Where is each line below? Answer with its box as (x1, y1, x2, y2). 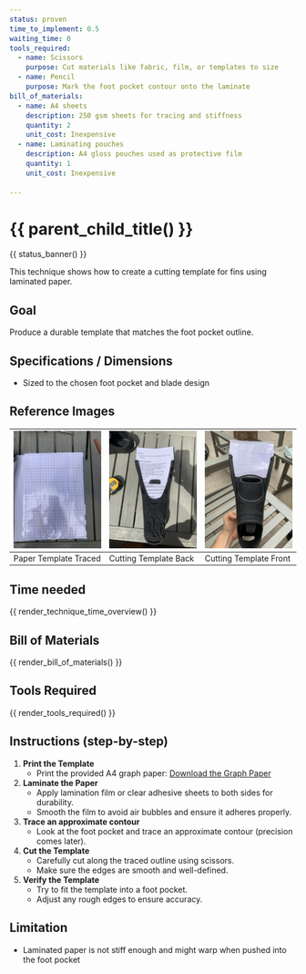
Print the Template (22, 758, 95, 769)
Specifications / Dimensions (9, 353, 173, 368)
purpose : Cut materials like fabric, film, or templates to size (25, 63, 280, 72)
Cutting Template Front (204, 553, 291, 564)
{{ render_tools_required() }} (9, 707, 116, 718)
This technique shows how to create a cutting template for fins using (9, 266, 267, 277)
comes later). (36, 835, 87, 846)
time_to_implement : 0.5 (9, 24, 100, 34)
